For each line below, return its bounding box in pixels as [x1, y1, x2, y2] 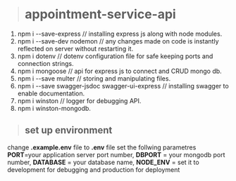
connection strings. [17, 59, 74, 67]
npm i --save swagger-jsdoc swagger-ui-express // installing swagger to [17, 81, 229, 90]
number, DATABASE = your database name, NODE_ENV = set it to [7, 158, 199, 166]
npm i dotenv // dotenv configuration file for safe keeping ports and [17, 52, 213, 60]
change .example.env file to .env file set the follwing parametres [7, 143, 197, 152]
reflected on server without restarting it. [17, 44, 134, 53]
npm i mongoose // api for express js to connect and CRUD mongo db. [17, 67, 222, 75]
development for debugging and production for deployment [7, 165, 180, 174]
